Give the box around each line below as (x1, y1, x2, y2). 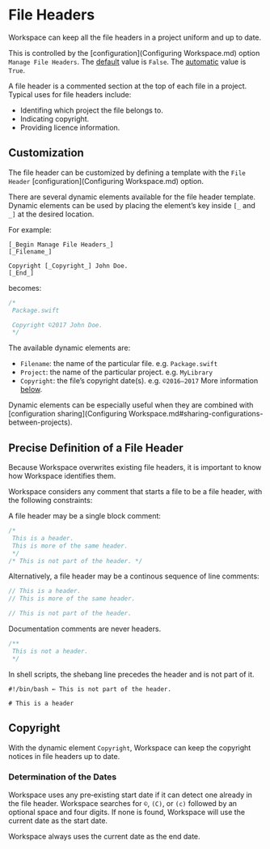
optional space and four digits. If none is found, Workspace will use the (8, 807, 245, 817)
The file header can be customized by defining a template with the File (8, 168, 247, 177)
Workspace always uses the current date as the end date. (8, 831, 200, 841)
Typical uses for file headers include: (8, 89, 132, 99)
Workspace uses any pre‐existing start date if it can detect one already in (8, 790, 253, 800)
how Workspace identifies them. (8, 471, 116, 481)
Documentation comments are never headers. (8, 624, 162, 634)
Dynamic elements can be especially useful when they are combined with (8, 400, 254, 410)
